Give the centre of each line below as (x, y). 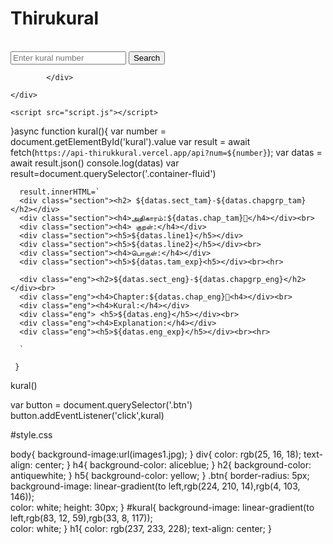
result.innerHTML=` (60, 192)
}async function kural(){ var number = (88, 131)
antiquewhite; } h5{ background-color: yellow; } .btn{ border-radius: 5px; (160, 475)
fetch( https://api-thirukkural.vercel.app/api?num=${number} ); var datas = (166, 152)
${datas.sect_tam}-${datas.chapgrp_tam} (221, 200)
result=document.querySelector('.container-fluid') (113, 173)
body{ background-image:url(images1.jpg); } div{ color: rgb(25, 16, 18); (156, 454)
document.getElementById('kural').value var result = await (130, 141)
